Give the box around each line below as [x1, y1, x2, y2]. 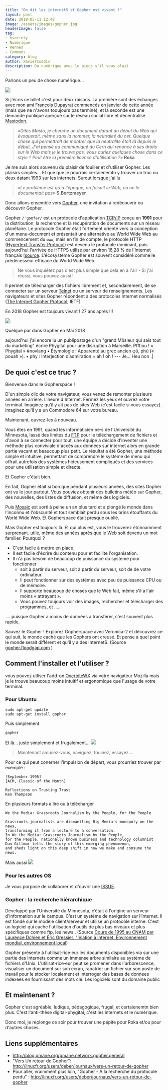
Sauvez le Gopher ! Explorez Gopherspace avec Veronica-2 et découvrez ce [5, 628, 163, 634]
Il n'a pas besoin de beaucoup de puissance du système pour [12, 555, 140, 561]
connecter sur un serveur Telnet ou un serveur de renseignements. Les [5, 288, 152, 294]
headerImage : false [5, 26, 46, 31]
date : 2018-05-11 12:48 [5, 17, 55, 22]
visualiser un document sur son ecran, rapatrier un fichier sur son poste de [5, 965, 160, 972]
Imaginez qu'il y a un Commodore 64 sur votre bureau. [5, 407, 118, 413]
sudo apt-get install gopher [5, 712, 66, 717]
